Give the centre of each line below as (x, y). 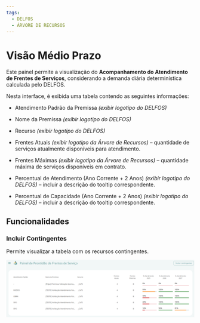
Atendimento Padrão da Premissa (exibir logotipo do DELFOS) (91, 108)
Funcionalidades (38, 221)
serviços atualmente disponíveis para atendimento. (78, 149)
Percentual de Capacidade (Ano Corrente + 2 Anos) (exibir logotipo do (101, 196)
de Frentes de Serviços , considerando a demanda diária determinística (94, 78)
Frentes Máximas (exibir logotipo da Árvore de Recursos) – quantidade (102, 161)
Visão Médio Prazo (54, 55)
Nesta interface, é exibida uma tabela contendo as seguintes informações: (98, 96)
